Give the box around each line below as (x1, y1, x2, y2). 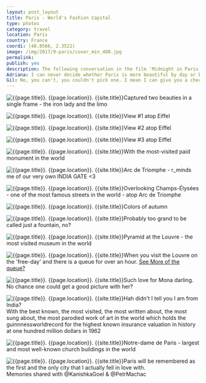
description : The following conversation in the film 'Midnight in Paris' (6, 65, 202, 72)
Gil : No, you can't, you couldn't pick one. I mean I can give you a (6, 77, 188, 83)
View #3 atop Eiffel (123, 136, 172, 144)
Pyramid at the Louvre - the (123, 233, 193, 240)
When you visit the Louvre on (123, 251, 198, 259)
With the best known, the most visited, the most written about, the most (6, 308, 187, 315)
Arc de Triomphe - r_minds (123, 166, 192, 174)
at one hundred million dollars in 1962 (6, 327, 101, 335)
